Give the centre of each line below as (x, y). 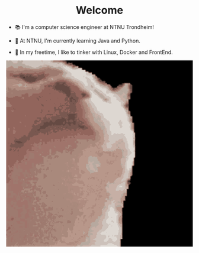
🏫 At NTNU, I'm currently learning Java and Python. (78, 40)
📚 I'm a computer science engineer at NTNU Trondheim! (84, 27)
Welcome (99, 10)
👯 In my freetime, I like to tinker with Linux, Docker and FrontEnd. (94, 52)
